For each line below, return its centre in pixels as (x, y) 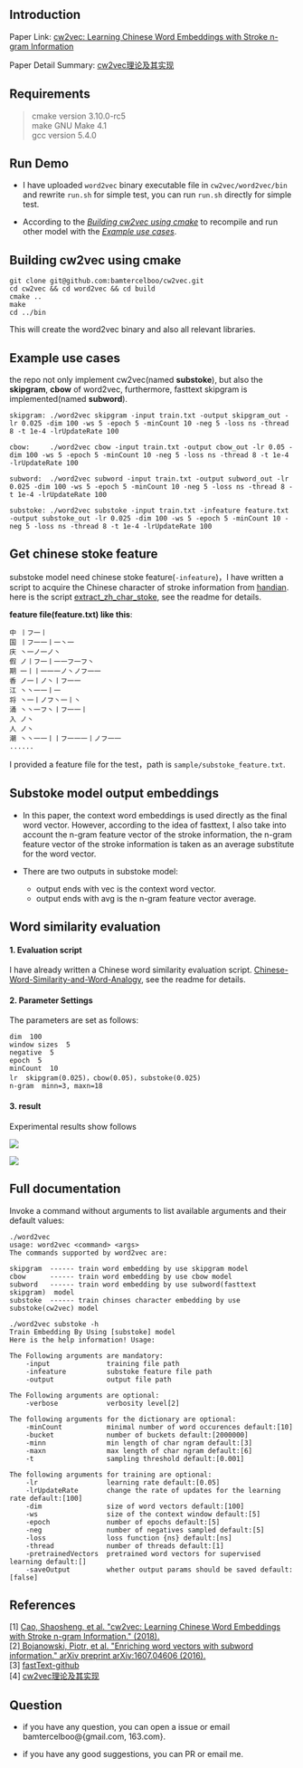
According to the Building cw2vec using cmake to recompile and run (150, 222)
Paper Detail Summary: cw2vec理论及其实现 (92, 65)
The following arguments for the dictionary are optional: (123, 1419)
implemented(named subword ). (69, 399)
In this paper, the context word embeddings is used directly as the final (155, 815)
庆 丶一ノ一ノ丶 (35, 652)
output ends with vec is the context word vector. (126, 889)
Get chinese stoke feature (84, 554)
